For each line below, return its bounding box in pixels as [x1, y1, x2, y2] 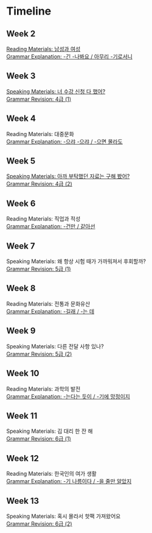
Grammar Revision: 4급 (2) [6, 181, 73, 188]
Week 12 [6, 453, 40, 463]
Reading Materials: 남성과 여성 [6, 46, 81, 52]
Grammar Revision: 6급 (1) [6, 435, 71, 442]
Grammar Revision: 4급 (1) [6, 95, 72, 103]
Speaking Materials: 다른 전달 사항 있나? [6, 342, 105, 350]
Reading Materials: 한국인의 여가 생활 [6, 470, 97, 478]
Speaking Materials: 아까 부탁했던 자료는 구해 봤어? [6, 173, 130, 180]
